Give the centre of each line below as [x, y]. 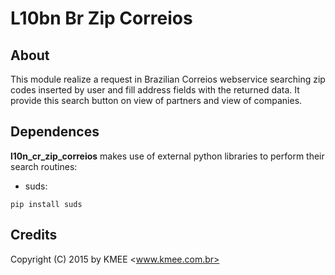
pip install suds [46, 204]
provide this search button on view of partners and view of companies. [156, 100]
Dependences [55, 132]
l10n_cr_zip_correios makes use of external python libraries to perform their [167, 156]
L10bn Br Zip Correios [101, 18]
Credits [34, 235]
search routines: [44, 166]
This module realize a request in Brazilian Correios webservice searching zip [168, 79]
